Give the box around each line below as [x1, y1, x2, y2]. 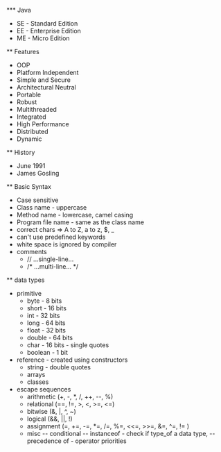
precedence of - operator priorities [26, 437, 127, 445]
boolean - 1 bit [26, 349, 69, 356]
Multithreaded [16, 106, 57, 113]
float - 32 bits [26, 326, 67, 334]
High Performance [16, 120, 70, 128]
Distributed [16, 128, 49, 135]
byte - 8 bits [26, 296, 62, 305]
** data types [6, 276, 45, 284]
